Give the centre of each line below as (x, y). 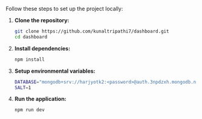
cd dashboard (31, 37)
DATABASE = (27, 82)
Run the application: (41, 99)
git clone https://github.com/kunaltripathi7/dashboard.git (92, 31)
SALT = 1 (23, 87)
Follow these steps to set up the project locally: (64, 9)
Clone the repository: (42, 20)
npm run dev (29, 110)
